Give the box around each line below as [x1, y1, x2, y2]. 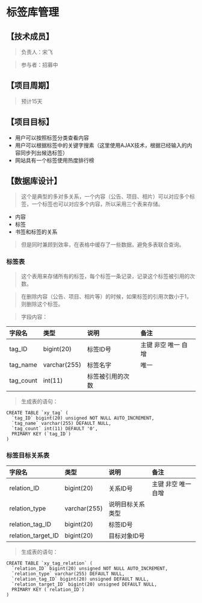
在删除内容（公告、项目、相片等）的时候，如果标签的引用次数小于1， [20, 292, 192, 300]
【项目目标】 [6, 117, 54, 127]
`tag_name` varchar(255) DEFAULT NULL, [11, 420, 112, 426]
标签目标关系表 [6, 451, 50, 459]
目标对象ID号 [108, 532, 145, 540]
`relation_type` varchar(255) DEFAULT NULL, [11, 571, 125, 577]
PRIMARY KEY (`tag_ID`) [11, 431, 71, 437]
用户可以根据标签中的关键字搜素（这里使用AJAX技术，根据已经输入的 [14, 141, 188, 149]
